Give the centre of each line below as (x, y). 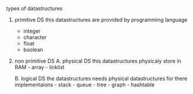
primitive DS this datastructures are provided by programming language (101, 20)
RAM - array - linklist (39, 67)
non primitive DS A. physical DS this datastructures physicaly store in (98, 61)
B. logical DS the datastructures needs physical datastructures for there (101, 79)
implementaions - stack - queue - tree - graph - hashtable (85, 85)
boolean (33, 50)
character (35, 37)
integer (32, 31)
